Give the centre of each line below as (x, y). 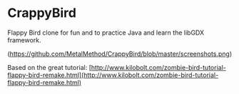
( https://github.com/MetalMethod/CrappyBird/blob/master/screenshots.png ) (120, 54)
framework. (24, 40)
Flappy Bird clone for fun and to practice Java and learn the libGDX (106, 33)
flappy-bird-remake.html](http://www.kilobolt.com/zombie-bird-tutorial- (113, 75)
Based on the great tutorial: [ (49, 67)
